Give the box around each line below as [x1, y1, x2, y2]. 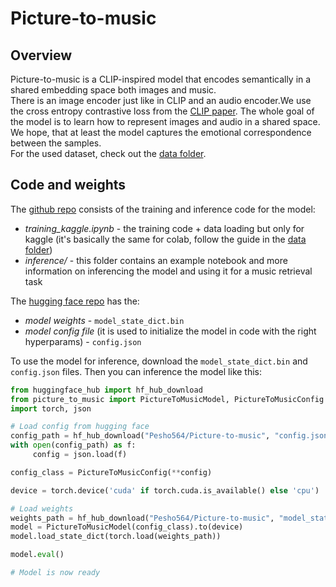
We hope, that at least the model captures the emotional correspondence [10, 127, 312, 138]
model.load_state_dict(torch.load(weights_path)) [10, 532, 222, 542]
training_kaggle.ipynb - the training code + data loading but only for [24, 222, 305, 234]
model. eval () [10, 550, 65, 560]
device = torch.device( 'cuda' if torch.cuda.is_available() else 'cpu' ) [10, 485, 320, 496]
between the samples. [10, 137, 102, 149]
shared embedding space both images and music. [10, 84, 217, 96]
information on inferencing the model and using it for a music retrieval [24, 265, 313, 277]
